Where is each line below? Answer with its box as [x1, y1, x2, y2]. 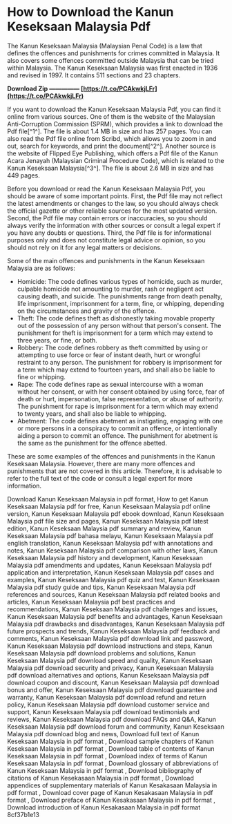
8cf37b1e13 [7, 810, 40, 818]
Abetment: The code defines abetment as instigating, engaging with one [17, 416, 223, 425]
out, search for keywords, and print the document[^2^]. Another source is [7, 142, 216, 150]
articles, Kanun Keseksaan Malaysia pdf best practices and [7, 597, 175, 606]
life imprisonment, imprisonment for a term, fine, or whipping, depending [17, 299, 224, 307]
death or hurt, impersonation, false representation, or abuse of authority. [17, 394, 224, 403]
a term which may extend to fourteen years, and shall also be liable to [17, 365, 215, 374]
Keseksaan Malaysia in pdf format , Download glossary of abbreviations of [7, 759, 219, 767]
